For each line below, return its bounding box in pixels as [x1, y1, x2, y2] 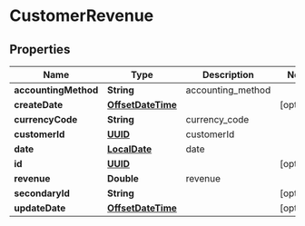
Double [107, 172, 139, 184]
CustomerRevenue [9, 5, 154, 26]
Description [202, 69, 254, 81]
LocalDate [107, 142, 152, 155]
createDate [14, 99, 64, 111]
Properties [9, 42, 71, 57]
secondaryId [14, 187, 71, 200]
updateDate [14, 201, 66, 214]
